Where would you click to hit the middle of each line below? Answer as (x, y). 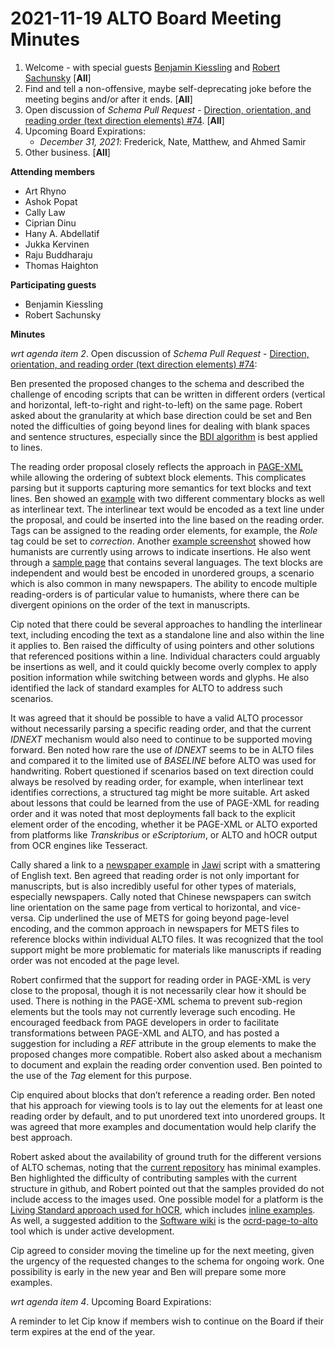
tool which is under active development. (92, 1231)
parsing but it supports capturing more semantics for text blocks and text (161, 488)
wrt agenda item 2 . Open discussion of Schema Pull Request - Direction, (160, 353)
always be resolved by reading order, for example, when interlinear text (157, 781)
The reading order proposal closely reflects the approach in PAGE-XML (156, 466)
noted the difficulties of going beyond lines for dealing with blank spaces (160, 426)
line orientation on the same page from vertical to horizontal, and (144, 907)
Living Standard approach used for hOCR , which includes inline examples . (163, 1209)
